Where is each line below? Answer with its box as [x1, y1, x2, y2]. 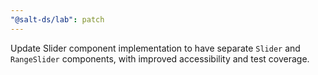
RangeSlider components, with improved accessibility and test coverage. [10, 52, 310, 65]
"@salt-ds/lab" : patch [10, 14, 105, 25]
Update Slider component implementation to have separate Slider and [10, 42, 301, 54]
